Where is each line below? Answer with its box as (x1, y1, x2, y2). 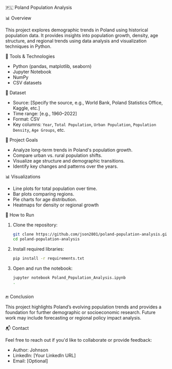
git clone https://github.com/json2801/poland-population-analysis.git (12, 232, 169, 237)
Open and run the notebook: (12, 265, 73, 271)
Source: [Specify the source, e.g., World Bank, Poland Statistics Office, (12, 100, 163, 106)
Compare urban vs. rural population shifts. (12, 152, 103, 159)
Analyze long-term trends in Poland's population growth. (12, 147, 133, 153)
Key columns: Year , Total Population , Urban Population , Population (12, 121, 157, 128)
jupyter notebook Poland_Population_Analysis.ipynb (12, 275, 126, 280)
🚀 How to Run (5, 212, 34, 218)
